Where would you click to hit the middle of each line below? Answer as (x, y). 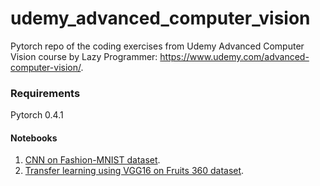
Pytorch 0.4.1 (37, 115)
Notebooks (34, 138)
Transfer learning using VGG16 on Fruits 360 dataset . (134, 171)
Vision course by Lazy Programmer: (84, 56)
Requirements (45, 93)
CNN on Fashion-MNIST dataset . (92, 160)
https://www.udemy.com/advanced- (234, 56)
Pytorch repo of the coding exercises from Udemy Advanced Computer (157, 46)
